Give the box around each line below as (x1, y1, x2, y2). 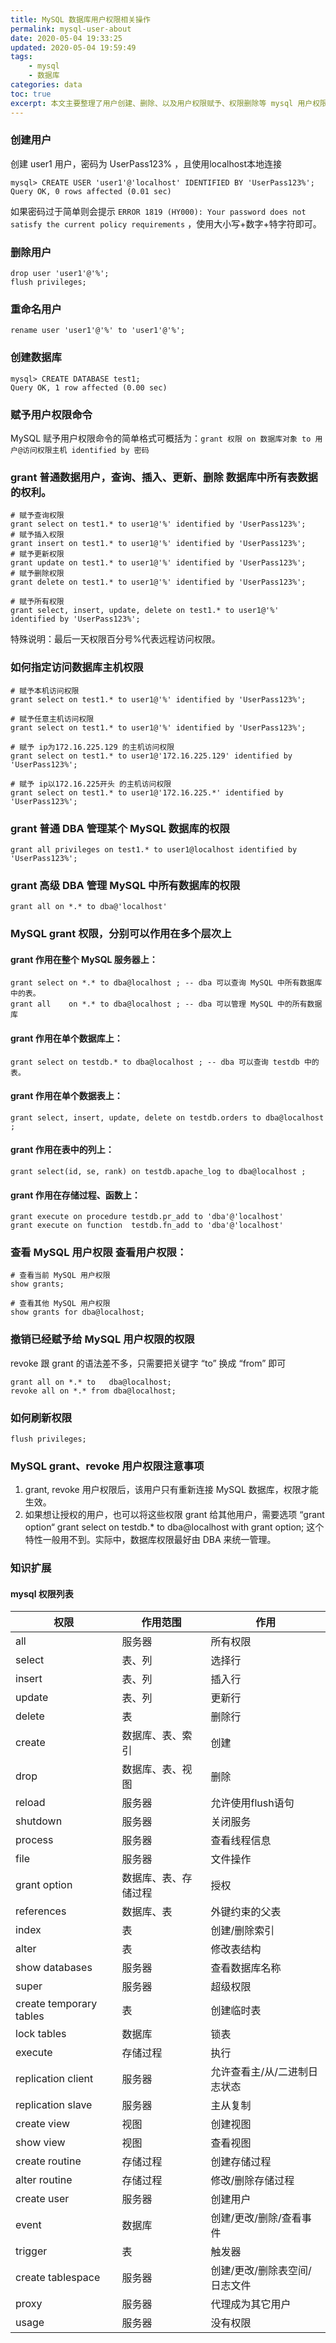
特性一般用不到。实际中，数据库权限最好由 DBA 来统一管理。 (24, 1534, 277, 1546)
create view (15, 2117, 71, 2131)
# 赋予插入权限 (10, 530, 65, 540)
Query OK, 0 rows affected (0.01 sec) (10, 186, 172, 196)
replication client (15, 2072, 94, 2086)
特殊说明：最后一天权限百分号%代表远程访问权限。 (10, 633, 221, 645)
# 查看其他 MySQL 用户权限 (10, 1299, 111, 1309)
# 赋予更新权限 (10, 549, 65, 560)
